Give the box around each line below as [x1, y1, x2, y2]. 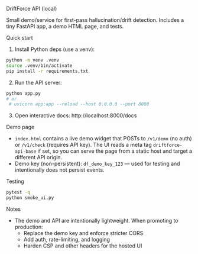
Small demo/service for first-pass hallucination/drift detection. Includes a [6, 17, 184, 23]
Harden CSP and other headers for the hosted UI [23, 242, 142, 249]
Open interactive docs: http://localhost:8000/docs [14, 112, 137, 119]
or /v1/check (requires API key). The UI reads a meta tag [14, 142, 152, 149]
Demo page [6, 124, 35, 131]
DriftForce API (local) [6, 5, 57, 12]
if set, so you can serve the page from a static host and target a [37, 147, 193, 155]
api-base [14, 149, 37, 155]
